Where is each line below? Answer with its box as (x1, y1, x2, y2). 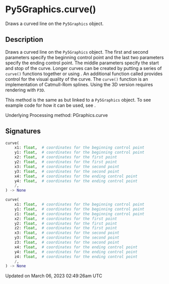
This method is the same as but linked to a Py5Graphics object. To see (5, 97, 151, 103)
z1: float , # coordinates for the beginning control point (14, 211, 145, 217)
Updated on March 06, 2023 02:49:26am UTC (5, 273, 103, 279)
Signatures (5, 127, 41, 136)
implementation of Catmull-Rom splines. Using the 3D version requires (5, 81, 153, 87)
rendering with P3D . (5, 87, 45, 93)
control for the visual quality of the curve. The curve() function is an (5, 76, 149, 82)
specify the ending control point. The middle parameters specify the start (5, 60, 159, 66)
